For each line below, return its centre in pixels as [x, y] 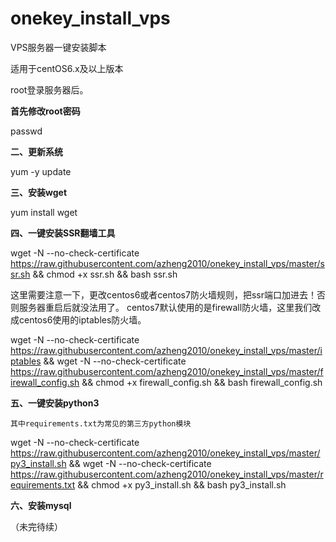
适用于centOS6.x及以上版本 [67, 68]
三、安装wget [39, 192]
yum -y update [41, 171]
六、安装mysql [41, 505]
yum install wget [44, 212]
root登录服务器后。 [49, 89]
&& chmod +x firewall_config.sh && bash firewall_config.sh [202, 382]
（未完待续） [36, 526]
